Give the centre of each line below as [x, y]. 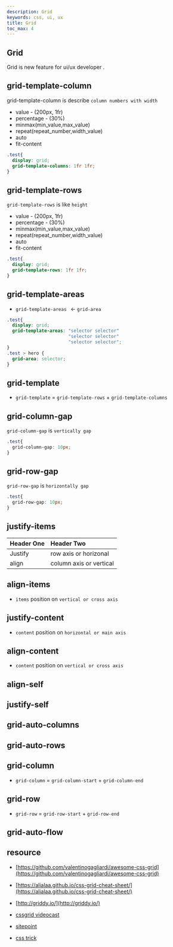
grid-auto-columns [43, 725]
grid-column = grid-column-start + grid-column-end [79, 780]
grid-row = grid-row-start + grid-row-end [67, 813]
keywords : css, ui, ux [35, 17]
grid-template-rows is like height [47, 205]
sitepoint [26, 926]
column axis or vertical [82, 563]
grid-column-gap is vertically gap [49, 431]
